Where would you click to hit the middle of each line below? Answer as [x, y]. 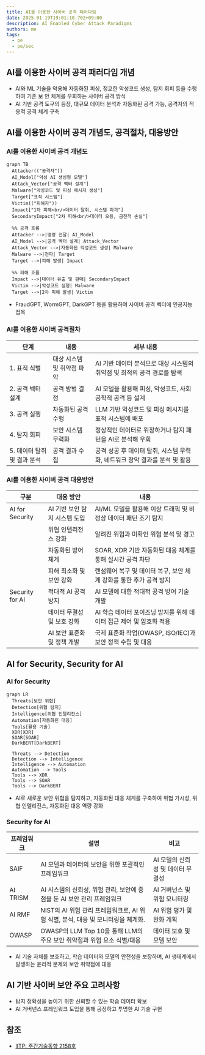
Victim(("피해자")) [35, 204]
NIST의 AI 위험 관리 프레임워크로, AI [89, 910]
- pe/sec [23, 47]
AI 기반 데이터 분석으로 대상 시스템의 [145, 363]
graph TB [17, 165]
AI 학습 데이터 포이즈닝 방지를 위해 [141, 612]
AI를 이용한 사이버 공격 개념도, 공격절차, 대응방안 [92, 133]
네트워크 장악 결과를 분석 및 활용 [147, 460]
